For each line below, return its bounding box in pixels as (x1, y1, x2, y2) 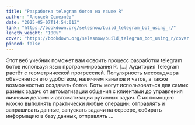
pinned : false (6, 41, 41, 47)
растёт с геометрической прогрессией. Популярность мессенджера (6, 69, 179, 76)
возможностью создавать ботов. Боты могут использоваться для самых (6, 81, 189, 88)
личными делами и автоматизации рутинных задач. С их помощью (6, 94, 174, 101)
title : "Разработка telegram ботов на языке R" (6, 8, 124, 15)
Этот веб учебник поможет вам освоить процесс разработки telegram (6, 56, 183, 64)
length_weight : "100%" (6, 30, 61, 36)
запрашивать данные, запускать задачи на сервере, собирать (6, 106, 162, 113)
